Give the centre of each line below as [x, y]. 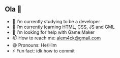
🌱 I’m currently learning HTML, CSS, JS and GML [63, 27]
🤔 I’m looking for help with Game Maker [53, 32]
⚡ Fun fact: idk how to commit [43, 50]
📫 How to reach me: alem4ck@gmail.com [56, 38]
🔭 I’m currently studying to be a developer [56, 21]
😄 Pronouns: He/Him [34, 45]
